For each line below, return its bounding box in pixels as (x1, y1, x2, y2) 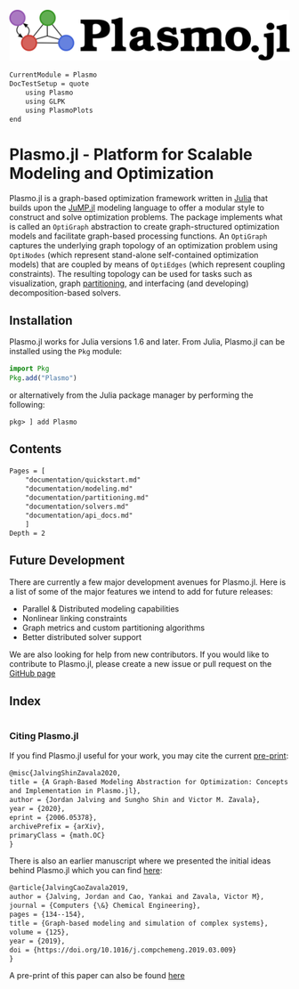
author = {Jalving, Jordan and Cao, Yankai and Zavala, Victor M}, (9, 892, 265, 901)
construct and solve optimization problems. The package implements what (9, 211, 283, 223)
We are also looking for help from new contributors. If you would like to (9, 649, 270, 660)
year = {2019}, (9, 936, 66, 945)
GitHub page (9, 668, 56, 678)
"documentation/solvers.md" (25, 502, 129, 511)
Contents (9, 442, 62, 457)
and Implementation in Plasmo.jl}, (9, 786, 141, 795)
